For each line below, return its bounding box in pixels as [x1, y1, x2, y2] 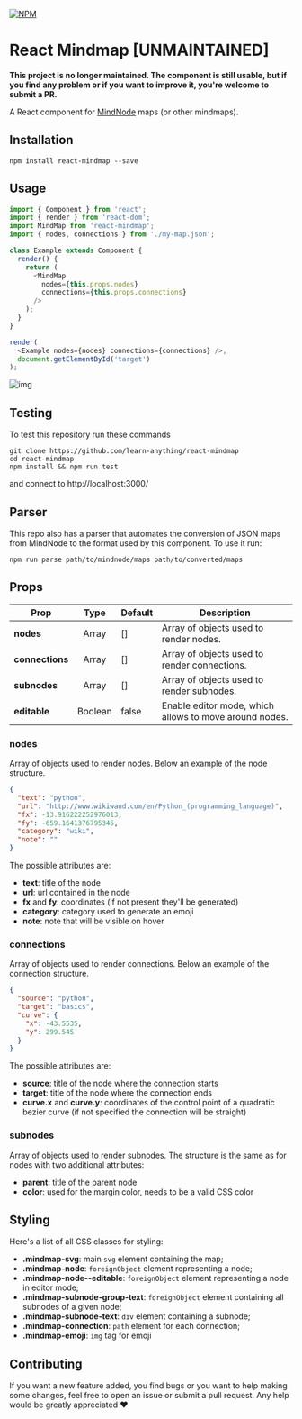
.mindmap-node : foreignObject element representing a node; [22, 1263, 253, 1274]
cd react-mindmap [9, 455, 75, 464]
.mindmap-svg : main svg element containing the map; [22, 1253, 224, 1265]
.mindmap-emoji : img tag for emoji [22, 1330, 152, 1342]
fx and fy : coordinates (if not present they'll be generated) [22, 896, 239, 907]
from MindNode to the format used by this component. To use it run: [9, 537, 262, 549]
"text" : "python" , [17, 793, 87, 802]
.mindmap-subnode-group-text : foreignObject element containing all [22, 1292, 285, 1303]
